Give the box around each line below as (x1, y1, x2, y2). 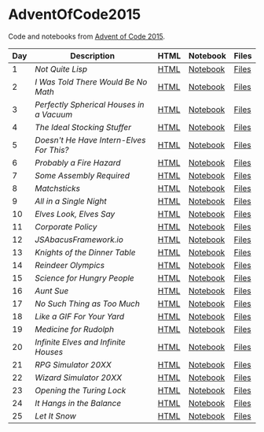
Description (70, 50, 115, 61)
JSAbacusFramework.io (35, 234, 124, 245)
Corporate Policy (35, 221, 97, 232)
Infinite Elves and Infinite (35, 337, 126, 348)
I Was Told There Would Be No (35, 76, 148, 88)
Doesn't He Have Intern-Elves (35, 134, 146, 145)
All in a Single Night (35, 196, 108, 207)
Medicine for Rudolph (35, 323, 115, 334)
